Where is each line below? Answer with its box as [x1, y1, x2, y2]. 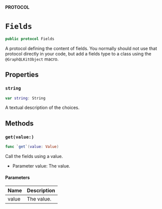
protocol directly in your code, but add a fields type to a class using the [5, 50, 152, 56]
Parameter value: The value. [12, 162, 71, 169]
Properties [5, 70, 39, 79]
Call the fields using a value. [5, 153, 63, 159]
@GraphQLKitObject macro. [5, 56, 59, 62]
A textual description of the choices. [5, 104, 80, 110]
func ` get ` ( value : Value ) [5, 144, 59, 149]
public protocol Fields [5, 36, 55, 41]
